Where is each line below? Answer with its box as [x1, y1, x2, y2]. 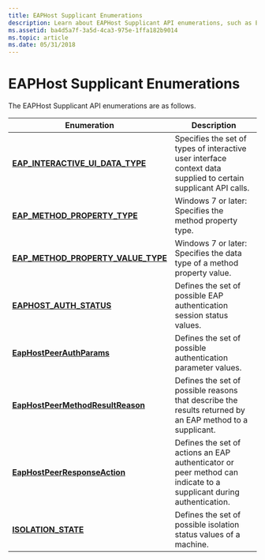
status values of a [174, 529, 241, 540]
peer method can [174, 467, 239, 478]
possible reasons [174, 385, 238, 396]
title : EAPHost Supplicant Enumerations [8, 11, 144, 20]
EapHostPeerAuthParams [12, 348, 110, 359]
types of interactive [174, 143, 247, 154]
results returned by [174, 404, 246, 415]
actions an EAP [174, 447, 231, 458]
